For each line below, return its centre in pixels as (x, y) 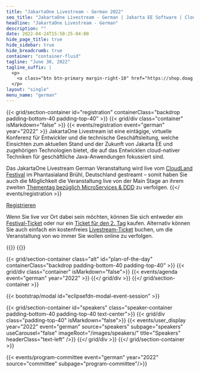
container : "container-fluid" (44, 56)
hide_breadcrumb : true (34, 51)
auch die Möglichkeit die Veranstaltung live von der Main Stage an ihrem (95, 181)
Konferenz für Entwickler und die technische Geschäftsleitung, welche (92, 137)
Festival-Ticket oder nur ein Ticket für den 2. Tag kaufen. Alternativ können (98, 223)
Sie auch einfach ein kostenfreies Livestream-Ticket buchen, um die (90, 229)
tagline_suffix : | (29, 67)
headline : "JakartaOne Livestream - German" (62, 23)
